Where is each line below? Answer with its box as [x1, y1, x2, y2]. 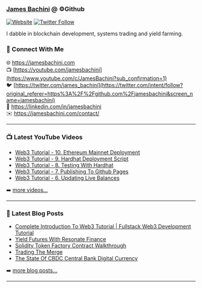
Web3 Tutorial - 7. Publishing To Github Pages [14, 168, 129, 175]
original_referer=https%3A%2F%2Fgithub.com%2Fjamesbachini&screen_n [6, 90, 194, 97]
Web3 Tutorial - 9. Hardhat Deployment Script [14, 155, 129, 162]
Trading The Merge [14, 248, 63, 256]
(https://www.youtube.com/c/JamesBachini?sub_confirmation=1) [6, 75, 167, 82]
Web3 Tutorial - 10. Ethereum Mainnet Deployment [14, 149, 140, 156]
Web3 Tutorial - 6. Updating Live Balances [14, 174, 120, 182]
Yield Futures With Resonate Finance [14, 236, 106, 243]
